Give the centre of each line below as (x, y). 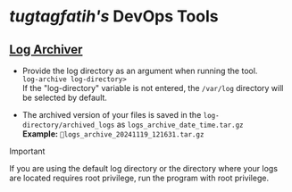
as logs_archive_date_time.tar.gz (180, 124)
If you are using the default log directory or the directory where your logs (144, 168)
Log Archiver (46, 50)
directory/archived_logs (68, 125)
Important (27, 151)
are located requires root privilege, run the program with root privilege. (139, 178)
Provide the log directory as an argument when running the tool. (140, 71)
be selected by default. (64, 97)
